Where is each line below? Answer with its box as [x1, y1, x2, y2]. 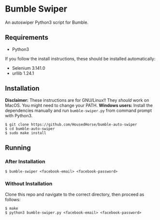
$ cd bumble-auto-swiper [5, 126, 55, 131]
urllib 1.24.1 [12, 70, 34, 76]
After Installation [5, 158, 45, 165]
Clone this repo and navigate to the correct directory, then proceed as [5, 191, 145, 197]
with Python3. [5, 112, 33, 118]
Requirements [5, 33, 48, 42]
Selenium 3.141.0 [12, 65, 45, 71]
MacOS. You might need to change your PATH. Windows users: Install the [5, 102, 153, 108]
